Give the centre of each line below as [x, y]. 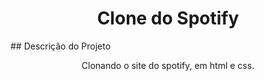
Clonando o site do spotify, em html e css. [168, 65]
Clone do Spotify [168, 18]
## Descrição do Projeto [61, 46]
